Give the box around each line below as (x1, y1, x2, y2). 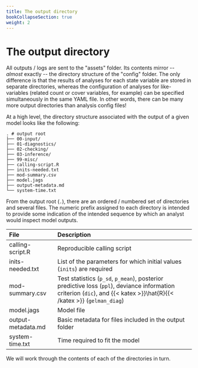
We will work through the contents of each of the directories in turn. (6, 355, 171, 362)
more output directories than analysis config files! (6, 102, 127, 109)
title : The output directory (6, 8, 78, 15)
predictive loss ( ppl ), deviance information (57, 282, 175, 290)
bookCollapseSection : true (6, 14, 72, 20)
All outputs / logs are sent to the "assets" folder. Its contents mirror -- (6, 64, 175, 71)
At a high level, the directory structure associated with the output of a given (6, 113, 190, 121)
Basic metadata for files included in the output (57, 316, 185, 324)
